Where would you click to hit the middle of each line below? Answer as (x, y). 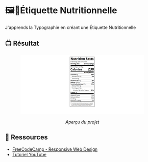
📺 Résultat (22, 43)
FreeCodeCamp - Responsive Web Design (55, 149)
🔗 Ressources (26, 137)
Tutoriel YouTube (29, 154)
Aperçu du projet (82, 122)
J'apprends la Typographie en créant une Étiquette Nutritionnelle (71, 27)
